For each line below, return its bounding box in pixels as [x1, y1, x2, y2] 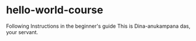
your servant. [6, 28, 39, 35]
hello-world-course [6, 3, 104, 17]
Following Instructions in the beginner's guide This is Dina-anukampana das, [6, 23, 191, 29]
